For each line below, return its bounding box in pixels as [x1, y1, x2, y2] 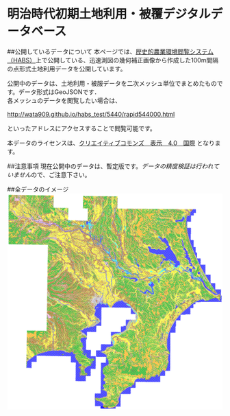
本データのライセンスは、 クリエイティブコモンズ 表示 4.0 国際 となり [7, 139, 215, 147]
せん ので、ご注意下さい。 [18, 170, 91, 178]
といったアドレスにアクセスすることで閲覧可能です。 [7, 124, 156, 132]
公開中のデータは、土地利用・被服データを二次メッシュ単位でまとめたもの [7, 79, 217, 87]
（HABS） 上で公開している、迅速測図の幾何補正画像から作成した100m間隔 [7, 56, 219, 64]
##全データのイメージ [7, 185, 69, 193]
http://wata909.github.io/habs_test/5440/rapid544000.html [7, 110, 175, 118]
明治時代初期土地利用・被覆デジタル [7, 6, 211, 22]
